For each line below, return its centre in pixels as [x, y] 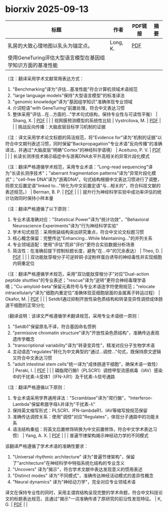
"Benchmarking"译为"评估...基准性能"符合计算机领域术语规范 [75, 89]
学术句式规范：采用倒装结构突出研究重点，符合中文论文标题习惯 [78, 232]
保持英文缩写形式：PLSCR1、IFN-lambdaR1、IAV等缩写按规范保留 [80, 410]
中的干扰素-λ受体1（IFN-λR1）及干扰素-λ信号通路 [64, 376]
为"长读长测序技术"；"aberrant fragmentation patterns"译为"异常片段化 [78, 173]
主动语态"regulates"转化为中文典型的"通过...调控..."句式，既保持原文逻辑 [87, 351]
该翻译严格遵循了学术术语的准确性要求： [47, 446]
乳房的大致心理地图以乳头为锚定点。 [50, 46]
